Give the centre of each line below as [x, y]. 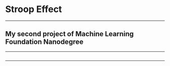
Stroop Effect [34, 9]
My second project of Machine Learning [70, 34]
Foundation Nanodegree [44, 42]
